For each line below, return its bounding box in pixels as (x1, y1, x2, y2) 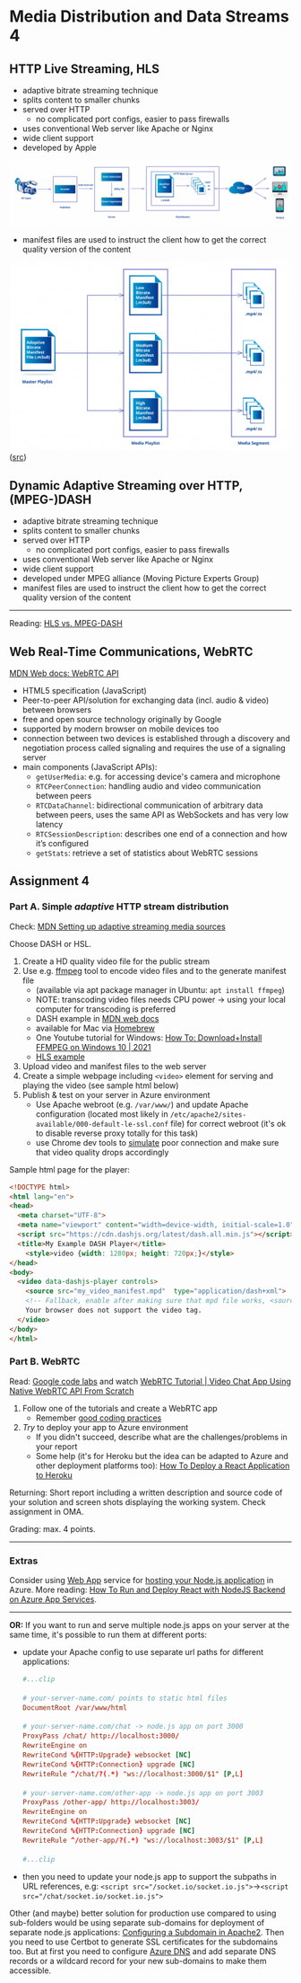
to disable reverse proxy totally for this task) (35, 1128, 199, 1138)
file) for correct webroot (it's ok (169, 1118, 287, 1129)
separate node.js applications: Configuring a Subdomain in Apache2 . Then (9, 1926, 285, 1937)
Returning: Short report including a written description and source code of (9, 1487, 283, 1498)
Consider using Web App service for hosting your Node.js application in (9, 1575, 274, 1586)
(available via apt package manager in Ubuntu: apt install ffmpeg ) (35, 984, 285, 995)
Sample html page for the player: (9, 1164, 130, 1174)
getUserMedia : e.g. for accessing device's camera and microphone (35, 771, 280, 782)
